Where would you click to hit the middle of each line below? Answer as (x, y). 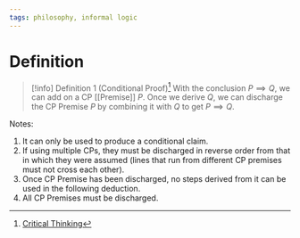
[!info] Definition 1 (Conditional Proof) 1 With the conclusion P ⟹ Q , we (160, 87)
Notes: (21, 124)
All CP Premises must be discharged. (90, 198)
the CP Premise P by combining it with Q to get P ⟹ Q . (133, 107)
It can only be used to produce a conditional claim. (115, 141)
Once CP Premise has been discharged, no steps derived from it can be (154, 179)
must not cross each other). (73, 169)
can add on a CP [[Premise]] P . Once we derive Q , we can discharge (157, 97)
